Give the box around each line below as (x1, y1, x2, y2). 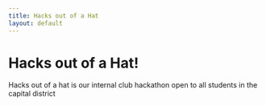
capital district (8, 89, 56, 99)
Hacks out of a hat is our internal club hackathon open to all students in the (8, 80, 258, 90)
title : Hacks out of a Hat (8, 11, 99, 20)
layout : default (8, 19, 63, 27)
